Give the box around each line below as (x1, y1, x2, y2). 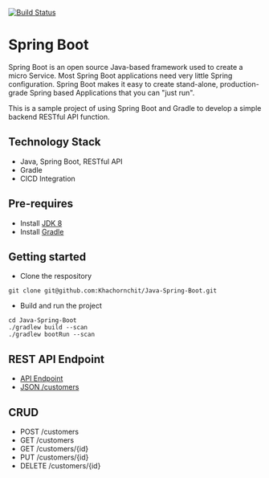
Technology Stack (8, 135, 101, 149)
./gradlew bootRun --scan (8, 330, 95, 339)
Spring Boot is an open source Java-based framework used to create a (8, 62, 243, 71)
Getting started (8, 250, 87, 264)
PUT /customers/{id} (19, 452, 89, 462)
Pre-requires (8, 197, 74, 210)
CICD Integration (19, 174, 76, 183)
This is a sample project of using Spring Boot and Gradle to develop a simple (8, 103, 262, 112)
